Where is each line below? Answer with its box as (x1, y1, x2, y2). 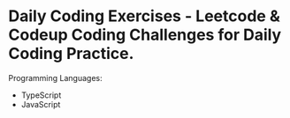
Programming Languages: (8, 72, 103, 83)
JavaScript (20, 99, 61, 109)
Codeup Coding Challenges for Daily (8, 25, 282, 45)
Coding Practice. (8, 44, 134, 63)
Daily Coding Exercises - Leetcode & (8, 6, 280, 26)
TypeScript (20, 90, 62, 100)
